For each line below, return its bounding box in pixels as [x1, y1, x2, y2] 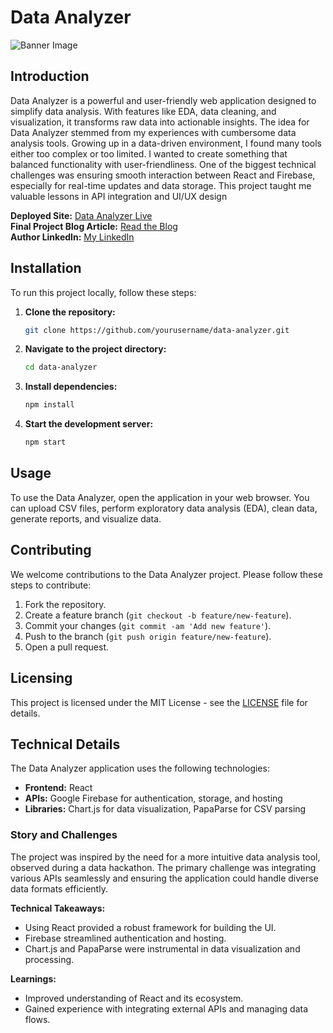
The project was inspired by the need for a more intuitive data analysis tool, [10, 851, 321, 863]
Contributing [10, 542, 92, 559]
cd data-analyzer [24, 362, 98, 373]
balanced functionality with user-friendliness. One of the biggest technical [10, 158, 317, 170]
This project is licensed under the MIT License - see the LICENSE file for [10, 696, 308, 708]
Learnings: [10, 972, 57, 985]
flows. [24, 1013, 51, 1025]
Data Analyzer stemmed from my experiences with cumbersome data [10, 126, 297, 138]
